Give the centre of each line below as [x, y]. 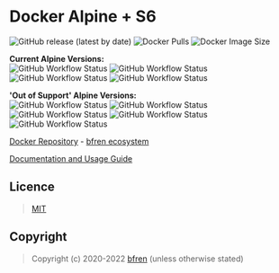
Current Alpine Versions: [57, 58]
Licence [32, 187]
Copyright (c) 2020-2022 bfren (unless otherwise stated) [138, 259]
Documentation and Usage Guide [71, 158]
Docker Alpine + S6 [83, 17]
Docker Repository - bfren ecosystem [79, 141]
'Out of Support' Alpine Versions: [73, 95]
